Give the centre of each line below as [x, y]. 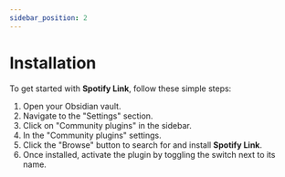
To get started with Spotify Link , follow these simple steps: [121, 88]
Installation [53, 62]
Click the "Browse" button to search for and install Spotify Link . [142, 145]
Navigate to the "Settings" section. [88, 116]
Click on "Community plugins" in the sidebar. [107, 125]
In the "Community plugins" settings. [92, 135]
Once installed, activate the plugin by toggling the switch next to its [149, 154]
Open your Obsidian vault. [72, 106]
